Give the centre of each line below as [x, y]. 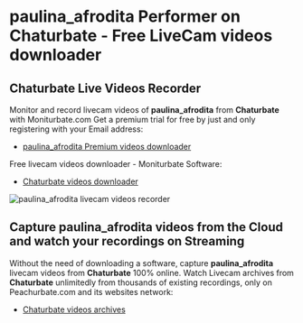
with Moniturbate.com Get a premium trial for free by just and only [133, 120]
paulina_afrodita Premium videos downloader [107, 147]
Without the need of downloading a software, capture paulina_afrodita [142, 263]
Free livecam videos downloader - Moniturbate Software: [116, 164]
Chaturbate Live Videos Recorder [105, 88]
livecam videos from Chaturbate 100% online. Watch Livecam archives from [151, 272]
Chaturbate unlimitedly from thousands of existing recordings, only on [141, 282]
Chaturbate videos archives [74, 309]
